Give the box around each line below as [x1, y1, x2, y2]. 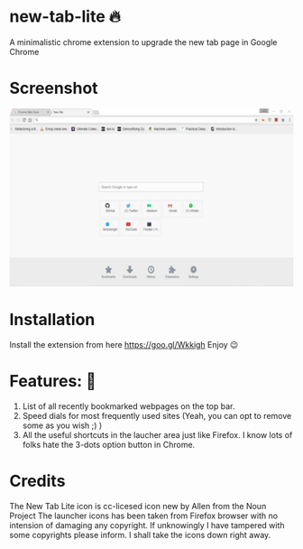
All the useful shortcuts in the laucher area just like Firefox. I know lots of [22, 429, 293, 440]
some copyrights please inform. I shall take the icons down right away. [9, 529, 271, 540]
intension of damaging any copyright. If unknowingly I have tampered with [9, 519, 286, 530]
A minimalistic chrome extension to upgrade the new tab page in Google [9, 36, 278, 47]
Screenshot [9, 79, 98, 98]
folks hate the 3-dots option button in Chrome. [22, 439, 196, 450]
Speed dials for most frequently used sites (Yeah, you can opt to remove [22, 410, 292, 421]
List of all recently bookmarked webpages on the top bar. [22, 400, 235, 412]
